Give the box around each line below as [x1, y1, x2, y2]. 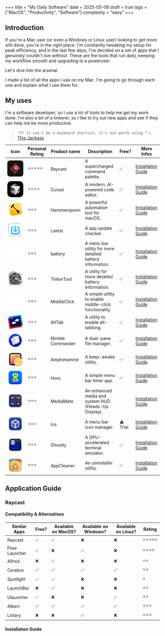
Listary [7, 612, 21, 618]
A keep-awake [85, 354, 115, 360]
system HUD [85, 398, 110, 404]
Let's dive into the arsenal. [5, 67, 59, 73]
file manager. [85, 340, 112, 346]
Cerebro [7, 567, 24, 573]
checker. [85, 230, 103, 236]
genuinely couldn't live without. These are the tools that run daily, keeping [5, 52, 155, 58]
